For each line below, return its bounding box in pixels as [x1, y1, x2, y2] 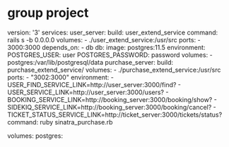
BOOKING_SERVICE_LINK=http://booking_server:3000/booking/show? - [7, 95, 217, 103]
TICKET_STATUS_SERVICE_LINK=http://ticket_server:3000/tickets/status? [7, 110, 223, 119]
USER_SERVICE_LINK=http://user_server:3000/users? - [7, 88, 169, 96]
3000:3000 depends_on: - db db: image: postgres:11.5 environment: [7, 43, 206, 51]
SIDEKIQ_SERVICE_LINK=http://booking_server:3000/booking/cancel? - [7, 103, 217, 111]
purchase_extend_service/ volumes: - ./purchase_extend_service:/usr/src [7, 65, 221, 74]
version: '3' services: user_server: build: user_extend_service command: [7, 28, 218, 37]
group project [7, 5, 89, 21]
